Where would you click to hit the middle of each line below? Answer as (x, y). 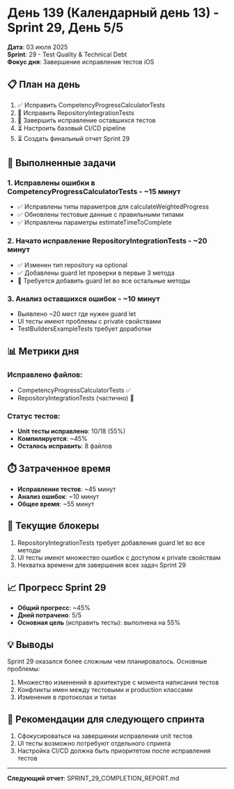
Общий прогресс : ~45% (54, 608)
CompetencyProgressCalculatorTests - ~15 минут (94, 192)
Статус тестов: (34, 416)
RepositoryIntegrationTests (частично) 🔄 (76, 398)
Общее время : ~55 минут (56, 504)
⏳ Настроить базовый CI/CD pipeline (71, 128)
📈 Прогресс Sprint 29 (57, 588)
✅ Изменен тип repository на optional (72, 265)
